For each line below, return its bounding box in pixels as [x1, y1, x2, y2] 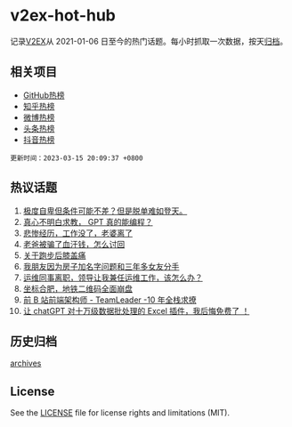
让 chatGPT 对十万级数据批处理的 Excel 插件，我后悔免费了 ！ [22, 305, 250, 316]
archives [10, 358, 42, 369]
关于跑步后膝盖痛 [22, 250, 86, 261]
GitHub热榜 [22, 90, 65, 101]
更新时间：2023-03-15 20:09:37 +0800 [10, 153, 143, 163]
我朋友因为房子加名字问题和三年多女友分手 [22, 261, 180, 271]
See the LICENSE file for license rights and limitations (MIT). [10, 407, 231, 418]
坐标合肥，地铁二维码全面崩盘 [22, 283, 133, 294]
